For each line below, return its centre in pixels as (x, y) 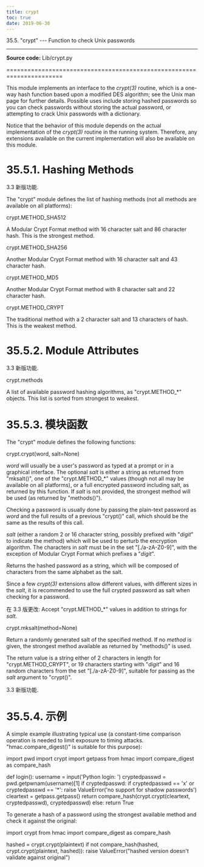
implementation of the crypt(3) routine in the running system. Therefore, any (102, 132)
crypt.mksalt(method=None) (42, 628)
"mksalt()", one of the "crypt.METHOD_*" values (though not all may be (95, 478)
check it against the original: (42, 821)
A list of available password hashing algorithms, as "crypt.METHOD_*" (94, 392)
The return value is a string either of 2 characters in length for (83, 658)
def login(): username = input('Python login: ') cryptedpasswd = (86, 777)
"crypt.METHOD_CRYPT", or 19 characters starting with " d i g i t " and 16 (93, 665)
